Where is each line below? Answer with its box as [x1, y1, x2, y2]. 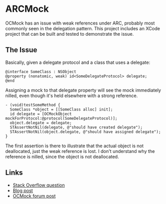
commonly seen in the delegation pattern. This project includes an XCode [5, 25, 160, 31]
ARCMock [5, 3, 49, 15]
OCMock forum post [12, 193, 56, 199]
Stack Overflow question [12, 182, 65, 188]
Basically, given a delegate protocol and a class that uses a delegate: [5, 59, 151, 65]
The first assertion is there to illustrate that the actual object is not [5, 143, 144, 149]
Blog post [12, 187, 33, 193]
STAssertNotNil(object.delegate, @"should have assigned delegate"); [10, 129, 161, 134]
